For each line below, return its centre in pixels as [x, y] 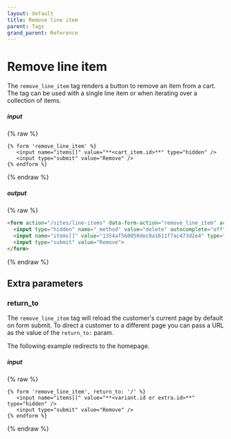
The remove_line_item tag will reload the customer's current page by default [115, 318]
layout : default [30, 13]
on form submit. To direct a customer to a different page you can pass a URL [115, 325]
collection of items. [34, 101]
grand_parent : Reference [43, 33]
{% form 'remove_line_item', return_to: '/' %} [77, 392]
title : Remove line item [43, 20]
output [17, 193]
